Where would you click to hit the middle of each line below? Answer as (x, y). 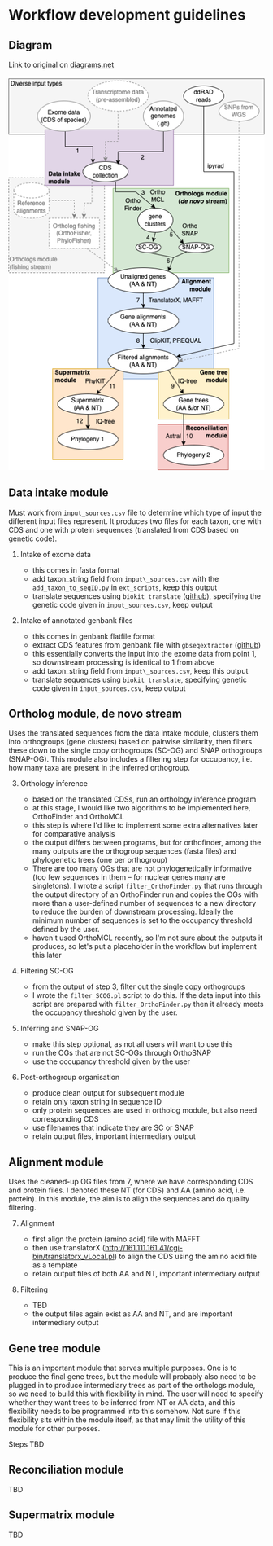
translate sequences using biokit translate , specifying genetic (140, 679)
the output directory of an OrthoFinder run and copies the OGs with (145, 894)
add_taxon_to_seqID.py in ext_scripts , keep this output (125, 587)
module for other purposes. (54, 1429)
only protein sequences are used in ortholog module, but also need (145, 1110)
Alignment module (56, 1162)
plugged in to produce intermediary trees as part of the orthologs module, (132, 1386)
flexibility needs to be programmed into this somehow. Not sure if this (125, 1412)
